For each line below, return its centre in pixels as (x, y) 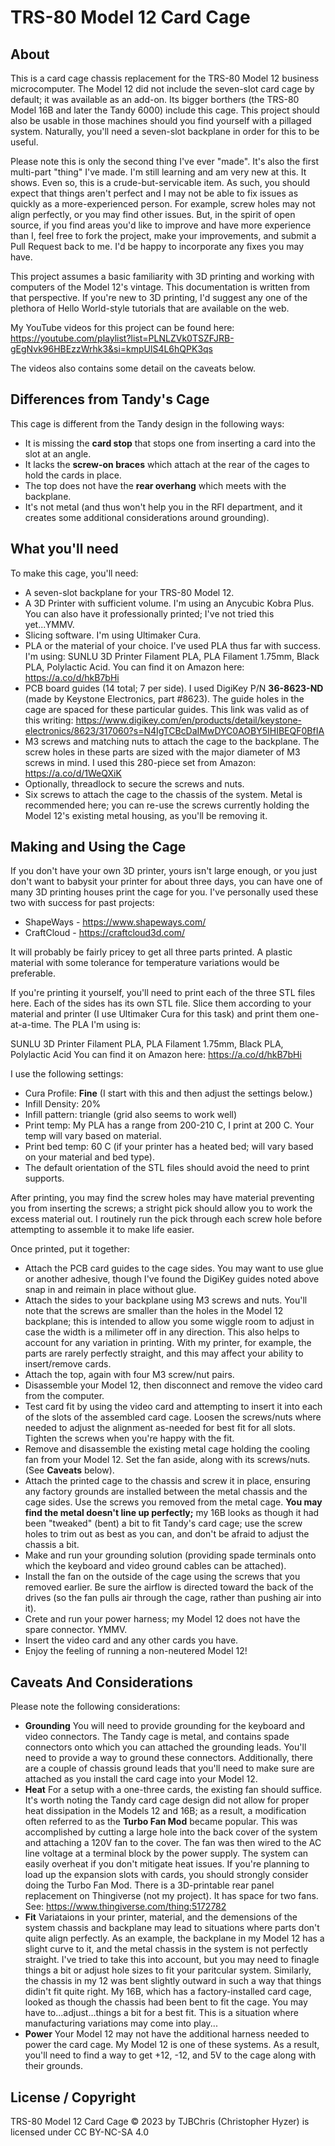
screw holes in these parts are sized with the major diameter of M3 (162, 752)
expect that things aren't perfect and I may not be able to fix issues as (154, 193)
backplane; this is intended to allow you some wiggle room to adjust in (169, 1322)
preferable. (33, 973)
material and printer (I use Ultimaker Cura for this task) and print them (154, 1014)
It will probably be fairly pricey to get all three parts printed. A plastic (151, 952)
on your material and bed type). (89, 1157)
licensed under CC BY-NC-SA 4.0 (80, 2132)
